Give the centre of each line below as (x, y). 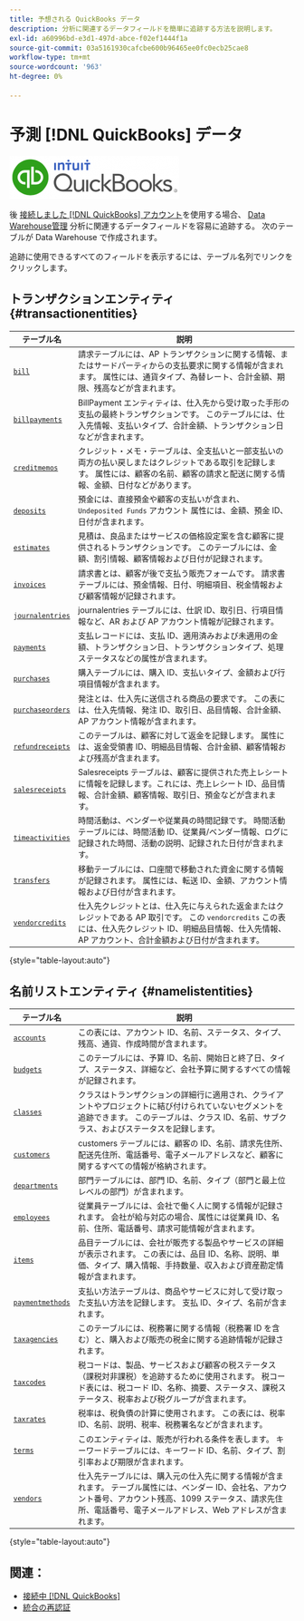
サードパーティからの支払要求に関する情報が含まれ (189, 365)
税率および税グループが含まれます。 (184, 1399)
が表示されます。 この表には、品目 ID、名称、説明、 (175, 1254)
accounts (30, 1038)
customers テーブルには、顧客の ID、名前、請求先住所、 (183, 1143)
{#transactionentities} (74, 314)
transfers (32, 880)
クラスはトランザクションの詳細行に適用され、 (166, 1095)
